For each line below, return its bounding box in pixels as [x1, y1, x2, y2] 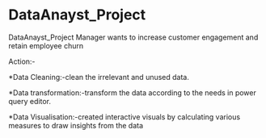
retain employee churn [8, 40, 83, 50]
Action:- [8, 56, 36, 66]
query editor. [8, 96, 51, 106]
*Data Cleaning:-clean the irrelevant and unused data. [8, 72, 190, 82]
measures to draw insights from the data [8, 120, 144, 130]
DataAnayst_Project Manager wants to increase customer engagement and [8, 32, 259, 42]
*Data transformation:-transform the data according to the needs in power [8, 87, 256, 98]
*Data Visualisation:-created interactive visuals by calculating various [8, 111, 241, 122]
